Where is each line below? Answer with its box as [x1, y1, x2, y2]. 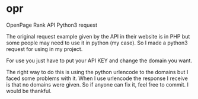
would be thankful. [6, 87, 52, 94]
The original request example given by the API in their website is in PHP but [6, 33, 190, 40]
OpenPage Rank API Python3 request [6, 21, 98, 28]
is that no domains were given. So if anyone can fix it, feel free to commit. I [6, 81, 189, 88]
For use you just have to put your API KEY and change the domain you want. [6, 57, 193, 64]
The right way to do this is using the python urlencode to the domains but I [6, 68, 189, 75]
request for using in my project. [6, 45, 83, 52]
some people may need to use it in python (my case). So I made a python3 [6, 39, 188, 46]
